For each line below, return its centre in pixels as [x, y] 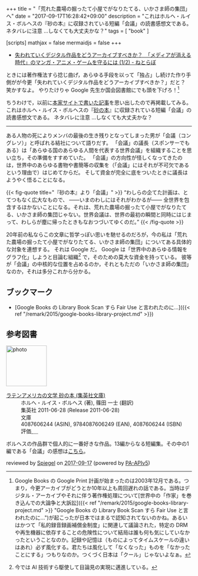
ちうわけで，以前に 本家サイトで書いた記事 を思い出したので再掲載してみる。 [99, 102]
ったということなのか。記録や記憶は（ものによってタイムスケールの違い [102, 539]
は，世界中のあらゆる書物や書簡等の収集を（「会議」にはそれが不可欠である [98, 165]
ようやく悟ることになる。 [37, 180]
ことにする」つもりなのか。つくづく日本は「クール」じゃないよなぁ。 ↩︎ [103, 554]
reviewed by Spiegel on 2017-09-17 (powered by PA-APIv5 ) [78, 462]
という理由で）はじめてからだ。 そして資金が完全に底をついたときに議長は [97, 172]
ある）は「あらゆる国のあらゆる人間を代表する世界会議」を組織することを [96, 150]
